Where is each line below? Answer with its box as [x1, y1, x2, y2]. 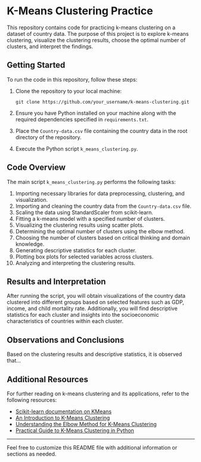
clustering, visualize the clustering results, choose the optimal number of [7, 36, 186, 43]
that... [7, 357, 21, 364]
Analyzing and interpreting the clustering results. [15, 259, 136, 266]
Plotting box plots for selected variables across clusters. [15, 253, 154, 260]
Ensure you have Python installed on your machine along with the [15, 109, 177, 117]
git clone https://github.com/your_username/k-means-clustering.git [15, 99, 190, 105]
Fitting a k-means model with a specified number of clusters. [15, 215, 165, 222]
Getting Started [7, 60, 66, 70]
